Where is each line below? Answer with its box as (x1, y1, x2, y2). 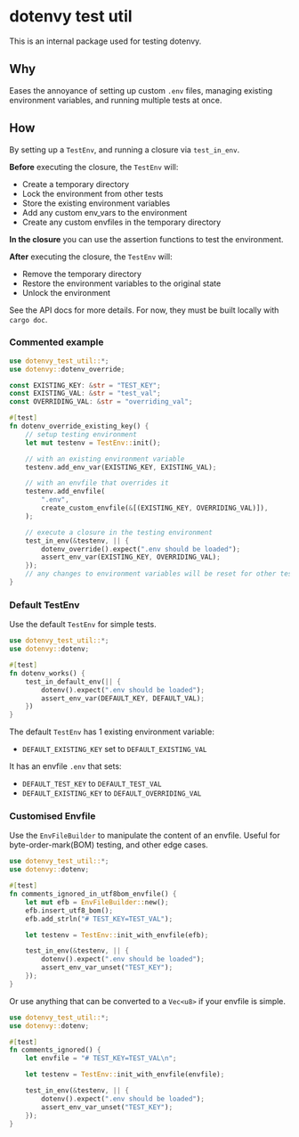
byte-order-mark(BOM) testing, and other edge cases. (9, 839, 209, 850)
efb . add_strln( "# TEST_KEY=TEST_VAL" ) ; (25, 914, 174, 923)
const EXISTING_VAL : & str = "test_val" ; (9, 389, 162, 398)
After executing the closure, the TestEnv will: (9, 251, 173, 262)
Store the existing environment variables (21, 198, 171, 209)
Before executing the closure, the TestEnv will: (9, 161, 179, 172)
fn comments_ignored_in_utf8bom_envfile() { (9, 889, 177, 899)
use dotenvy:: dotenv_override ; (9, 364, 125, 373)
